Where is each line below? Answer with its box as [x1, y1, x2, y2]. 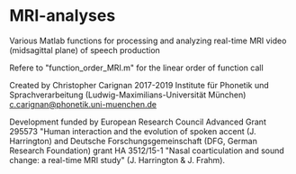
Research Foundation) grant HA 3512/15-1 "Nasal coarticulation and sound [9, 145, 285, 156]
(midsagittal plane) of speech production [9, 44, 160, 55]
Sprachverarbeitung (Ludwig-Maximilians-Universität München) [9, 89, 247, 100]
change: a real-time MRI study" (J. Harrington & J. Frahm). [9, 154, 226, 165]
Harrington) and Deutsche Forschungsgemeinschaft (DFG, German [9, 135, 258, 146]
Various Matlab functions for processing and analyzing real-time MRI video [9, 35, 287, 46]
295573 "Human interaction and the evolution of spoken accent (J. [9, 125, 256, 136]
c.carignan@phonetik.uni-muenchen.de [9, 98, 157, 109]
